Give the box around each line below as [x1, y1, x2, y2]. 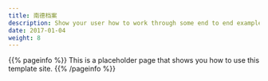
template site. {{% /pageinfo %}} [8, 64, 116, 74]
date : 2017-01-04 [8, 26, 66, 34]
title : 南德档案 [8, 11, 57, 20]
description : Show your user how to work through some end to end [8, 19, 234, 27]
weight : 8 [8, 33, 41, 42]
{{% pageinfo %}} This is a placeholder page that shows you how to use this [8, 56, 260, 65]
